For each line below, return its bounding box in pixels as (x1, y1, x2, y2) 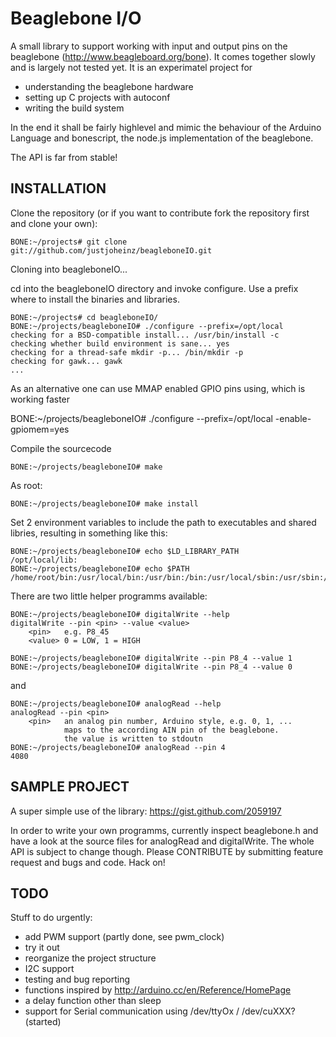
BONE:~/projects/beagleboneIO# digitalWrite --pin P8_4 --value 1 (10, 653, 293, 663)
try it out (24, 942, 60, 954)
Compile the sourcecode (10, 442, 112, 454)
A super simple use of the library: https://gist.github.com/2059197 (10, 805, 282, 817)
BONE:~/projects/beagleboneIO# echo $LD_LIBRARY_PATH (10, 546, 240, 556)
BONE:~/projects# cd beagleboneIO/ (10, 312, 159, 322)
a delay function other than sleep (24, 995, 162, 1007)
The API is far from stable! (10, 151, 118, 163)
